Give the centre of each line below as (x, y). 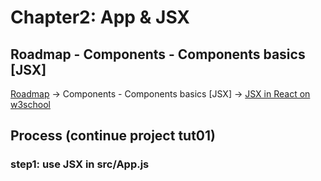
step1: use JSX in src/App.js (80, 164)
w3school (30, 104)
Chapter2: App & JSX (100, 17)
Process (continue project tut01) (113, 136)
